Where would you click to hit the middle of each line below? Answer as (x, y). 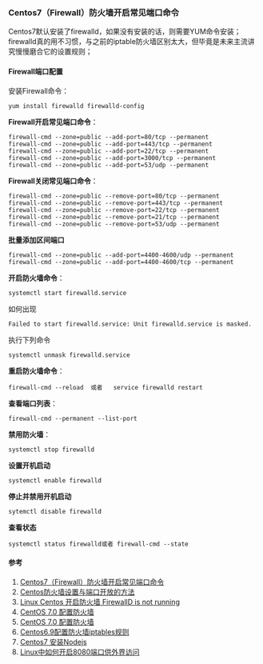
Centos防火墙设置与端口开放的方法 (77, 592)
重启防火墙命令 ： (36, 370)
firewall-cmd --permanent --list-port (73, 418)
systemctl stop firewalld (51, 450)
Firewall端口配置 (36, 71)
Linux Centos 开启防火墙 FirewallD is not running (100, 602)
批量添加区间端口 (36, 240)
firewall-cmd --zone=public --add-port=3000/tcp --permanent (112, 158)
